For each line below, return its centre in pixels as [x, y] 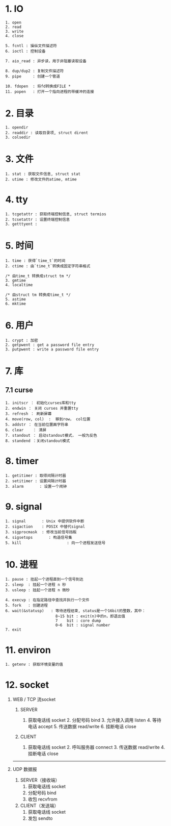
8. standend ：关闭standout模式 [38, 441]
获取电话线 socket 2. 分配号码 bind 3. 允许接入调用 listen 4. [90, 720]
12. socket [27, 685]
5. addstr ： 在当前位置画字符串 [37, 424]
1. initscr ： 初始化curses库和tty [41, 403]
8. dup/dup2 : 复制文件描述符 [35, 71]
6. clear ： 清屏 [26, 430]
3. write [15, 31]
